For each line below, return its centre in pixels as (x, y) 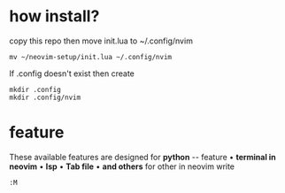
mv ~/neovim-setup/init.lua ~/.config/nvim (91, 57)
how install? (54, 16)
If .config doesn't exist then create (72, 73)
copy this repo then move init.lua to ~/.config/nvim (101, 41)
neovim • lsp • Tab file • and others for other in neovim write (122, 166)
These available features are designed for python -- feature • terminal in (142, 157)
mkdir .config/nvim (45, 97)
